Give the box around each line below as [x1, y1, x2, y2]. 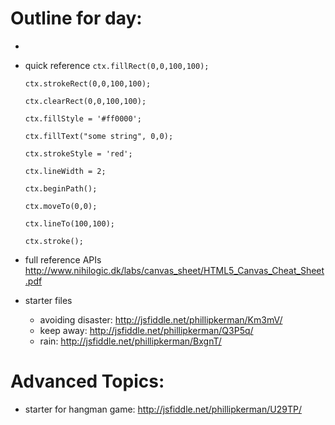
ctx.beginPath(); [24, 183, 98, 194]
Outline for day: [10, 7, 143, 30]
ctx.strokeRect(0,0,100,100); [24, 78, 152, 89]
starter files [24, 294, 73, 306]
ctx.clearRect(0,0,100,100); [24, 96, 147, 106]
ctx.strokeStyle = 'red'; [24, 148, 133, 159]
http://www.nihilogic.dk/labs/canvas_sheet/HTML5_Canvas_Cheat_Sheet [24, 264, 325, 276]
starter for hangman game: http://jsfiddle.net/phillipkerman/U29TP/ [24, 403, 302, 415]
